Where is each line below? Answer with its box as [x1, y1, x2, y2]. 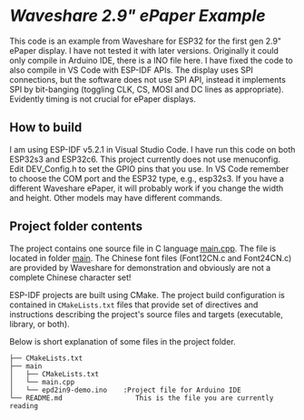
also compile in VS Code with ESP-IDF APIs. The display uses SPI [9, 65, 254, 75]
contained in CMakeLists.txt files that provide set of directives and [9, 299, 259, 310]
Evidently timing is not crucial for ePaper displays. [9, 93, 197, 105]
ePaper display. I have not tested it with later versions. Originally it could [9, 45, 279, 55]
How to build [9, 120, 83, 135]
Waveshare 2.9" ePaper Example [9, 5, 266, 26]
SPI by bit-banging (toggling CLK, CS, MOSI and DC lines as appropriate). [9, 84, 284, 95]
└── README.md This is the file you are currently [9, 393, 274, 403]
